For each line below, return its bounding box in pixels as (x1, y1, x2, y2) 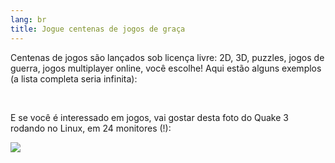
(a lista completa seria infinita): (10, 72, 138, 85)
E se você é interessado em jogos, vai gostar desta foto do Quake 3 (10, 111, 289, 123)
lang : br (10, 14, 47, 25)
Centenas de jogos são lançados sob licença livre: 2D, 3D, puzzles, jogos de (10, 51, 325, 63)
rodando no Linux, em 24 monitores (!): (10, 122, 172, 134)
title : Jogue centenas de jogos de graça (10, 24, 186, 34)
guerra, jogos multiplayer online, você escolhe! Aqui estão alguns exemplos (10, 62, 322, 74)
